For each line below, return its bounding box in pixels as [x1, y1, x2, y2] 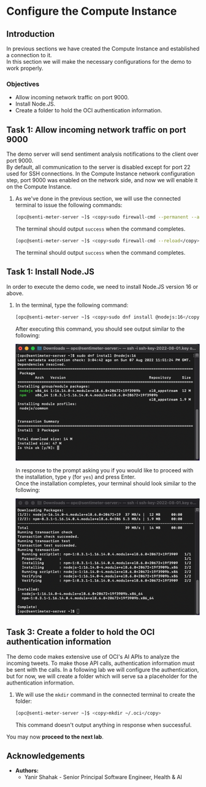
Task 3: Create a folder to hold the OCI [6, 627, 155, 637]
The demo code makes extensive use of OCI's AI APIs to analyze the [6, 653, 180, 660]
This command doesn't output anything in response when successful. [15, 721, 192, 728]
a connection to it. [6, 52, 52, 59]
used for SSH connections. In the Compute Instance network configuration [6, 170, 195, 177]
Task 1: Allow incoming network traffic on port [6, 125, 186, 135]
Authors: [15, 767, 39, 774]
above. [6, 290, 24, 297]
